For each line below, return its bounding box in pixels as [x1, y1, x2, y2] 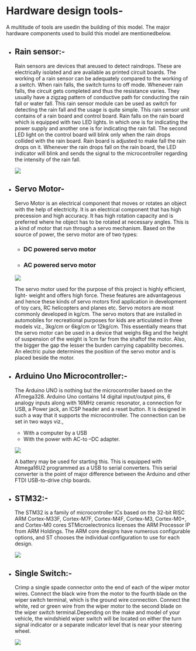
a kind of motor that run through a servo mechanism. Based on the [14, 224, 176, 231]
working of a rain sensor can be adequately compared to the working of [14, 75, 188, 82]
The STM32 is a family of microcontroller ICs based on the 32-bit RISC [14, 509, 185, 516]
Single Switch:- [14, 568, 72, 578]
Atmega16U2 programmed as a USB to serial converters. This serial [14, 464, 177, 471]
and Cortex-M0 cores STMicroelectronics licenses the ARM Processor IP [14, 521, 190, 529]
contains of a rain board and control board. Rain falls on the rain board [14, 112, 184, 119]
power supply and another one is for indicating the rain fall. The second [14, 124, 187, 131]
